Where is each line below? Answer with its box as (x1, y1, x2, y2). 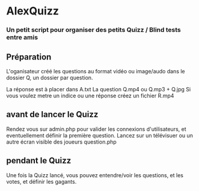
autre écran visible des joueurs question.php (6, 138, 117, 145)
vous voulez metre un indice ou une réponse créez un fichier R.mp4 (6, 92, 174, 99)
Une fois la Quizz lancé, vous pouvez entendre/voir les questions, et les (6, 171, 183, 178)
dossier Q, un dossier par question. (6, 74, 93, 81)
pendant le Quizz (6, 156, 72, 166)
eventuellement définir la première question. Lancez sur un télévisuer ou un (6, 132, 194, 139)
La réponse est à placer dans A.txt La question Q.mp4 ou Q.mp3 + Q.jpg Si (6, 85, 191, 92)
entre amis (6, 33, 38, 41)
